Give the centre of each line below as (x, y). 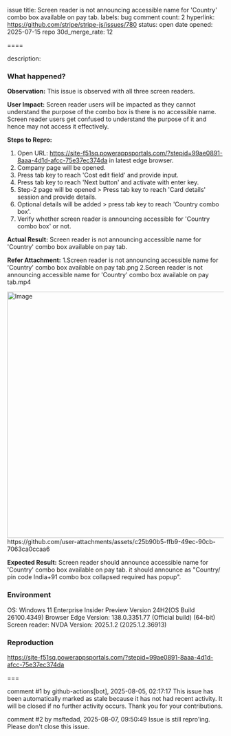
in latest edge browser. (141, 160)
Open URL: (32, 153)
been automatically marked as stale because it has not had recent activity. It (115, 698)
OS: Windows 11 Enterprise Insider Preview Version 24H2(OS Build (101, 610)
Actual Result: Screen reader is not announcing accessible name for (104, 239)
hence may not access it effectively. (58, 127)
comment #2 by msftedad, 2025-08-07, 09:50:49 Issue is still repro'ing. (109, 719)
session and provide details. (57, 197)
